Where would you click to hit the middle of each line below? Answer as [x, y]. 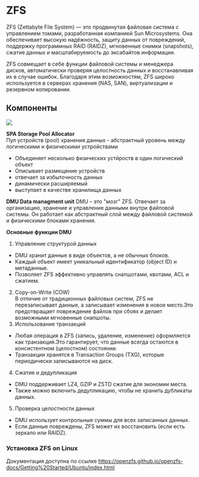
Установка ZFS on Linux [42, 448]
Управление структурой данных [56, 243]
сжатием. [27, 280]
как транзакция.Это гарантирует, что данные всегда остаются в [97, 342]
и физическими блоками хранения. [51, 220]
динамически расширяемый [51, 184]
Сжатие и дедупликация [46, 372]
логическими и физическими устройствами [62, 146]
